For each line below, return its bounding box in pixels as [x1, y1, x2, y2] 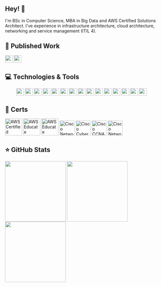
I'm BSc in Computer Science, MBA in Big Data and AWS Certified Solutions [5, 17, 156, 23]
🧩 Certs [5, 105, 28, 114]
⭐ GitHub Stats [5, 146, 50, 154]
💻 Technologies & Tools [5, 73, 80, 81]
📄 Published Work [5, 42, 60, 50]
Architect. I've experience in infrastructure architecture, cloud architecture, [5, 23, 155, 29]
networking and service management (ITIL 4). [5, 28, 97, 34]
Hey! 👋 [5, 5, 26, 13]
